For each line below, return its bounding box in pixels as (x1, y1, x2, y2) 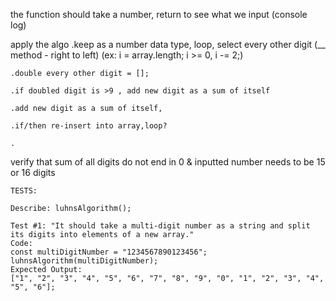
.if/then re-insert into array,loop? (10, 121, 168, 131)
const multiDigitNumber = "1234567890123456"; (10, 247, 208, 257)
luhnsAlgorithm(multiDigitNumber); (10, 256, 159, 266)
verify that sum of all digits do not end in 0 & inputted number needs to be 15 (10, 156, 326, 168)
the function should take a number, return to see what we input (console (10, 9, 308, 20)
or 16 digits (10, 167, 56, 178)
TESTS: (10, 186, 38, 196)
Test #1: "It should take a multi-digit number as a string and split (10, 221, 311, 231)
